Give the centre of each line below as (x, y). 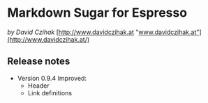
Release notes (39, 62)
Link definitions (50, 93)
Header (39, 86)
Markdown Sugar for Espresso (97, 13)
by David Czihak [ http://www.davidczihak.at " (73, 32)
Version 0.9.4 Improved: (52, 78)
